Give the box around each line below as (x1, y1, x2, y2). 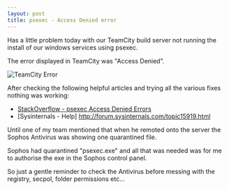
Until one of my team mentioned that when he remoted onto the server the (7, 125, 221, 134)
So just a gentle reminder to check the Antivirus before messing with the (7, 167, 215, 175)
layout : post (7, 10, 45, 17)
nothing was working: (7, 91, 70, 100)
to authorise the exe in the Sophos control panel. (7, 154, 147, 162)
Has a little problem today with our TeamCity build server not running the (7, 35, 216, 44)
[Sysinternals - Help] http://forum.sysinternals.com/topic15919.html (17, 112, 211, 120)
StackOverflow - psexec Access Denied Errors (17, 104, 152, 113)
